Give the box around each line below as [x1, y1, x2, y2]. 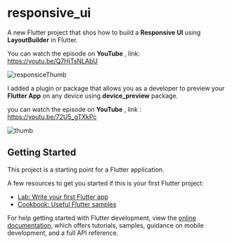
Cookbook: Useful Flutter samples [17, 200, 117, 208]
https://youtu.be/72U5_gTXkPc [7, 113, 97, 121]
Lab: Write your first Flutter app [17, 192, 109, 201]
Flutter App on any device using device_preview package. [7, 91, 179, 100]
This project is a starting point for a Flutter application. [7, 165, 165, 174]
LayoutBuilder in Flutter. [7, 35, 78, 44]
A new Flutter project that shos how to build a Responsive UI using [7, 28, 201, 37]
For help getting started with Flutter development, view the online [7, 213, 197, 222]
